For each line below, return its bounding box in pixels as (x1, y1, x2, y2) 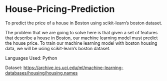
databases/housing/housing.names (5, 70, 78, 76)
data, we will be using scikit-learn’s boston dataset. (5, 45, 111, 51)
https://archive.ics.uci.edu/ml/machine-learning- (23, 65, 123, 71)
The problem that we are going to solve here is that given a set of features (5, 29, 158, 35)
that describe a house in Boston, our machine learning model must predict (5, 35, 158, 41)
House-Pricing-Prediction (5, 3, 115, 15)
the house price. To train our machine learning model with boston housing (5, 40, 157, 46)
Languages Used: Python (5, 55, 57, 61)
